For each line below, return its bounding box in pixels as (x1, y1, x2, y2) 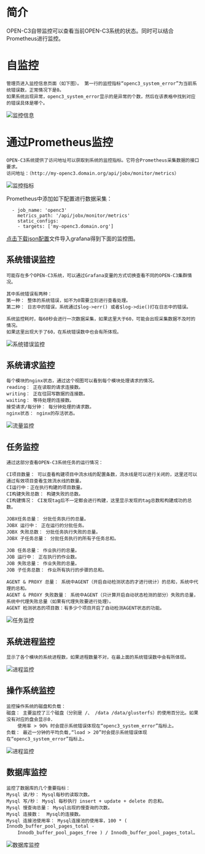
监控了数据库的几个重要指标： (6, 785, 71, 791)
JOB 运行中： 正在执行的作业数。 (6, 554, 80, 560)
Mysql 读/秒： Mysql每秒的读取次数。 (6, 791, 93, 797)
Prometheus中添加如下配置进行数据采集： (6, 195, 112, 202)
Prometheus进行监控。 (6, 34, 64, 42)
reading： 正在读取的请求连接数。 (6, 385, 83, 391)
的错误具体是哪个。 (6, 100, 48, 106)
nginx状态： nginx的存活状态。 (6, 410, 78, 417)
